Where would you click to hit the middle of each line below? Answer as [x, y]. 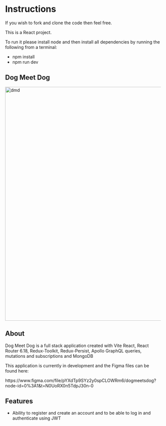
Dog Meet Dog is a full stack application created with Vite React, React [77, 345]
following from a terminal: [31, 47]
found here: [17, 371]
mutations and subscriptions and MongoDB [49, 356]
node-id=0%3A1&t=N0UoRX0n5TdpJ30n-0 [49, 385]
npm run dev [25, 62]
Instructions [31, 9]
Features [19, 401]
